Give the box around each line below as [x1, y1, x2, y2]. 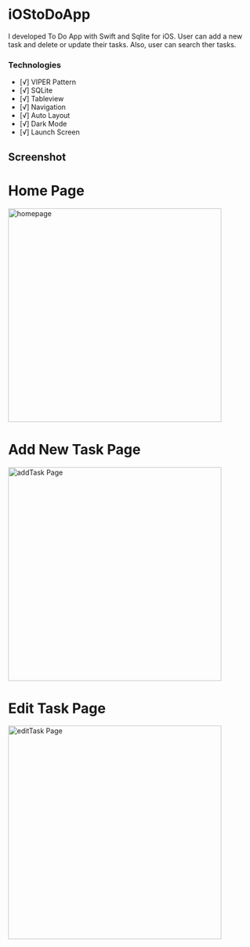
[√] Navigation [19, 102, 67, 112]
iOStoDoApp [8, 6, 91, 24]
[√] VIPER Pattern [19, 77, 77, 87]
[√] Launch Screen [19, 127, 80, 137]
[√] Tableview [19, 94, 64, 104]
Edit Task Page [8, 699, 106, 717]
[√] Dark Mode [19, 119, 67, 129]
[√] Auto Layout [19, 111, 71, 120]
